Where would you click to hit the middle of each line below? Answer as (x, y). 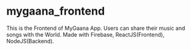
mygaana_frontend (56, 11)
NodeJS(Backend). (30, 41)
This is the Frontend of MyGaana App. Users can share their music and (96, 28)
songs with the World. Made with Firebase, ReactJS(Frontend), (86, 34)
